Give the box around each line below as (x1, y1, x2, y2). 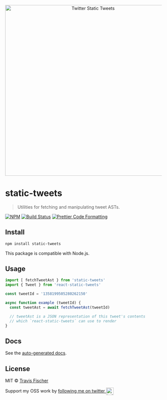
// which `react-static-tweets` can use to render (9, 319, 117, 323)
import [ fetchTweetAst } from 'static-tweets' (5, 278, 106, 283)
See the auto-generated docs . (5, 350, 67, 356)
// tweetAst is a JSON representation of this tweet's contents (9, 314, 146, 319)
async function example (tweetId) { (5, 301, 81, 306)
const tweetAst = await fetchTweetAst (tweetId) (9, 305, 110, 310)
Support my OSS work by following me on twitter (5, 388, 105, 394)
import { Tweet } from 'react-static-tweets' (5, 282, 101, 288)
